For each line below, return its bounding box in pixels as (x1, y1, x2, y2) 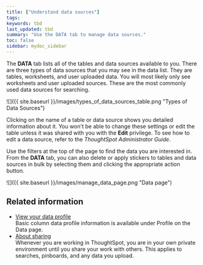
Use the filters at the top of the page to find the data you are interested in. (6, 147, 193, 155)
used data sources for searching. (6, 86, 90, 93)
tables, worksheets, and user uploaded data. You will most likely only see (6, 73, 191, 80)
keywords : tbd (6, 20, 43, 26)
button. (6, 166, 24, 174)
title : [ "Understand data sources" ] (6, 9, 100, 15)
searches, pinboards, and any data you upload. (15, 252, 135, 259)
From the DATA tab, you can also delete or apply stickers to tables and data (6, 154, 197, 161)
